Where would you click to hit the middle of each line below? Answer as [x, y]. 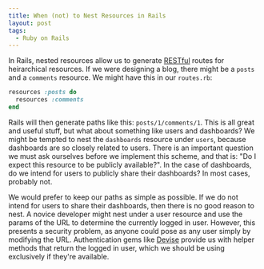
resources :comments [50, 100]
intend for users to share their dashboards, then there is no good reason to [131, 205]
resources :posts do [43, 93]
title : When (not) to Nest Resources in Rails [87, 16]
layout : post [30, 23]
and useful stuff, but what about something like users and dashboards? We [132, 131]
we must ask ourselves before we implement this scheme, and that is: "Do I [132, 156]
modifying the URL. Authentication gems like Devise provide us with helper [131, 239]
